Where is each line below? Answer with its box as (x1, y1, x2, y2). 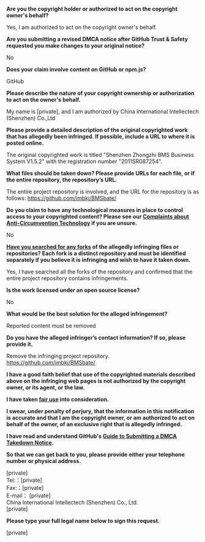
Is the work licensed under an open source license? (6, 286, 140, 294)
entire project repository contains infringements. (6, 275, 129, 281)
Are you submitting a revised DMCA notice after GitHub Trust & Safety (6, 36, 188, 42)
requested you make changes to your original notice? (6, 42, 145, 49)
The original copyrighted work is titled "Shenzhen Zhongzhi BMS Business (6, 151, 194, 158)
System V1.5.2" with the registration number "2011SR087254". (6, 158, 163, 165)
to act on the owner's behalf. (6, 96, 81, 103)
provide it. (6, 340, 33, 348)
